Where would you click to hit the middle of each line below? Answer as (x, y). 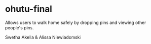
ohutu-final (29, 9)
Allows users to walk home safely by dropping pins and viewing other (76, 22)
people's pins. (19, 27)
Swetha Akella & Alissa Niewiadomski (43, 37)
